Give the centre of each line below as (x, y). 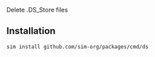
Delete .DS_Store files (37, 10)
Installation (31, 31)
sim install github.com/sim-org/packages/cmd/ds (77, 47)
